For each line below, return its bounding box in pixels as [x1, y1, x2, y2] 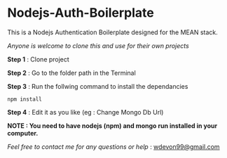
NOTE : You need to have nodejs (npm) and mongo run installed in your [7, 121, 218, 130]
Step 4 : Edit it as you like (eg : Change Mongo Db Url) [7, 108, 164, 116]
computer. [7, 129, 39, 137]
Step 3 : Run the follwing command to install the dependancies [7, 82, 188, 90]
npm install [7, 96, 42, 103]
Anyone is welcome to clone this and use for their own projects [7, 41, 189, 50]
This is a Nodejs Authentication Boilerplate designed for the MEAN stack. [7, 28, 219, 36]
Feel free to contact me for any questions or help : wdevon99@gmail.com [7, 142, 220, 151]
